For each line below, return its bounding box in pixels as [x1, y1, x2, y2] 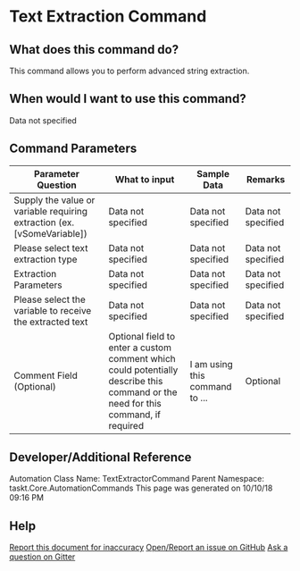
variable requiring [13, 205, 87, 217]
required [108, 419, 145, 432]
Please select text [13, 241, 88, 254]
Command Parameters [9, 141, 137, 156]
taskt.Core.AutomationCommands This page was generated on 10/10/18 [9, 483, 273, 493]
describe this [108, 374, 163, 387]
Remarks [246, 172, 286, 185]
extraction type [13, 253, 78, 265]
